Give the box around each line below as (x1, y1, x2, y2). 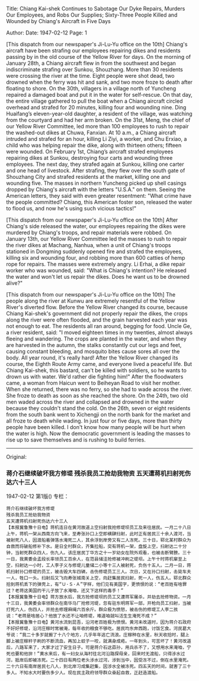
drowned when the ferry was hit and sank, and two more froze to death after (6, 78, 193, 86)
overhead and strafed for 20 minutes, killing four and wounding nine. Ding (6, 104, 187, 111)
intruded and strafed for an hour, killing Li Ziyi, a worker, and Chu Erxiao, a (6, 135, 187, 142)
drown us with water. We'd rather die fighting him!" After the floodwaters (6, 373, 184, 380)
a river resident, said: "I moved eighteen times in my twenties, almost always (6, 329, 193, 336)
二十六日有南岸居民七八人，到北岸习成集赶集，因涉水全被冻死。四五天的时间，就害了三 (6, 664, 187, 670)
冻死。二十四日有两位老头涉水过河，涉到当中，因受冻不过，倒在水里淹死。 (37, 657, 191, 663)
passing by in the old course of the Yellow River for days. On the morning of (6, 53, 191, 60)
